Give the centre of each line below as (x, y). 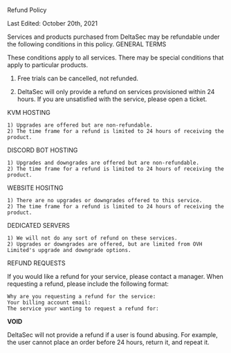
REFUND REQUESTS (36, 263)
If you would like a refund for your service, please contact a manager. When (115, 277)
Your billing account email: (49, 302)
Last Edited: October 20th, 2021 (53, 23)
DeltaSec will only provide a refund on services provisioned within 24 (116, 92)
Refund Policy (27, 10)
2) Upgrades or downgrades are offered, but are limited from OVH (105, 244)
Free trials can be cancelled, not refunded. (78, 78)
